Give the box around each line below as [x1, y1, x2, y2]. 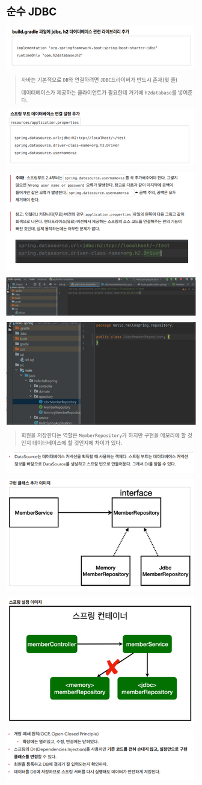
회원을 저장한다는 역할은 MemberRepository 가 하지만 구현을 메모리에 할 [20, 431, 186, 439]
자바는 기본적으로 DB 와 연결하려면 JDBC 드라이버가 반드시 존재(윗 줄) [20, 76, 178, 84]
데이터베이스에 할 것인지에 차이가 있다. [32, 439, 123, 446]
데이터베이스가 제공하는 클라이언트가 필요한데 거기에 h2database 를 [20, 89, 177, 96]
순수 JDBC [6, 5, 57, 19]
